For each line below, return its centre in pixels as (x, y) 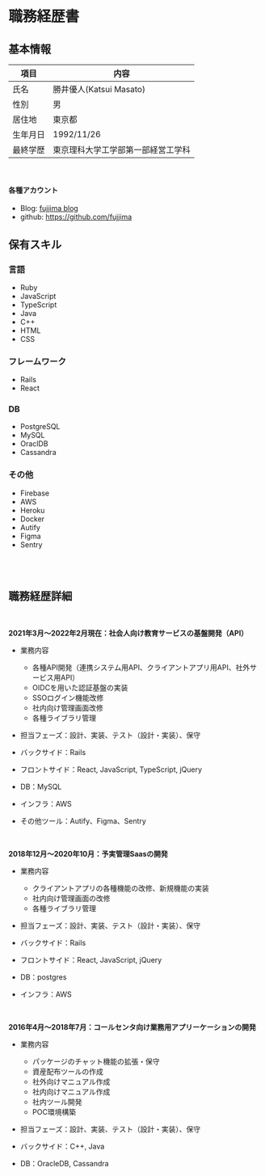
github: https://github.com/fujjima (76, 217)
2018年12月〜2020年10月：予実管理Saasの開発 (88, 854)
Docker (32, 519)
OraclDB (34, 444)
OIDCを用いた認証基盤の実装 (80, 687)
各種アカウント (33, 190)
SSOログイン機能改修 (68, 698)
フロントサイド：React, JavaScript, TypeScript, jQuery (111, 769)
